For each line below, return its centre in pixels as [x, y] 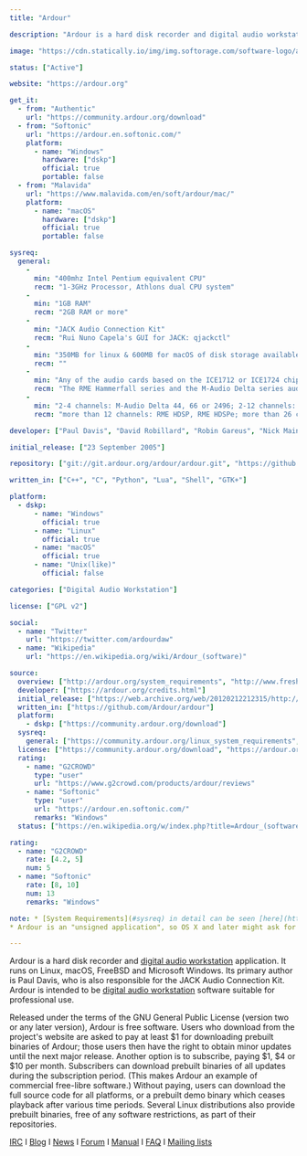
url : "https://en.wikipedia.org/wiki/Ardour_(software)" [137, 657]
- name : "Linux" [64, 531]
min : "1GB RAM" [63, 304]
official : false [73, 573]
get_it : [24, 101]
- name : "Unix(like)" [75, 565]
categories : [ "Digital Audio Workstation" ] [94, 589]
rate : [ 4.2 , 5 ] [55, 860]
